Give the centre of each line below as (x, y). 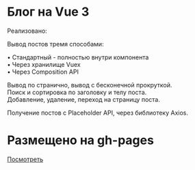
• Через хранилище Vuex (44, 64)
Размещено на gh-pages (80, 140)
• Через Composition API (43, 72)
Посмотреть (25, 159)
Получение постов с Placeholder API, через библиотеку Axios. (97, 113)
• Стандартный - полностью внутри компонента (78, 57)
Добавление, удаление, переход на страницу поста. (84, 99)
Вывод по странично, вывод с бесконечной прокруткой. (90, 85)
